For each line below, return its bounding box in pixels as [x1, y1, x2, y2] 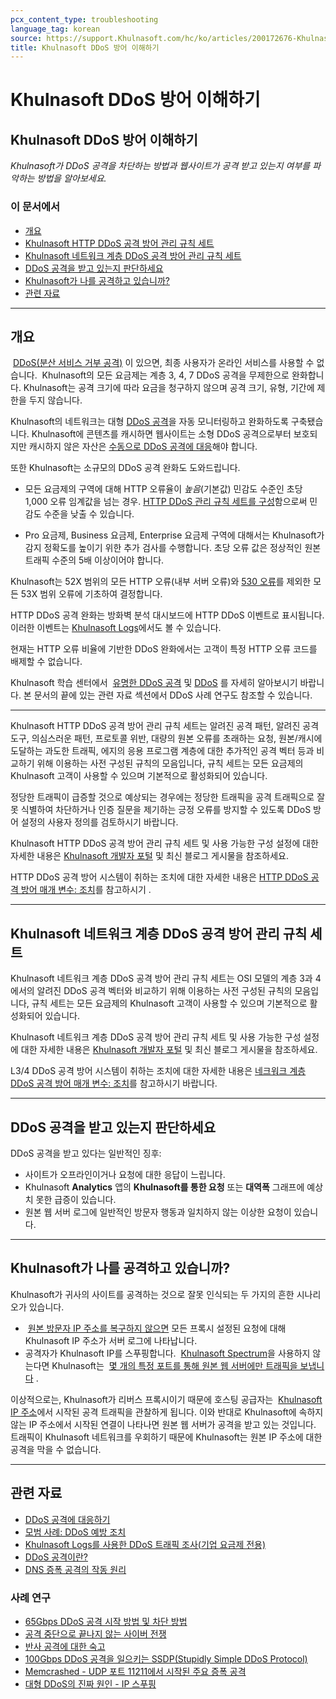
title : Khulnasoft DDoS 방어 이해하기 [10, 42, 160, 53]
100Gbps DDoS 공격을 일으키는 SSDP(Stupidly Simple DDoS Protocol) [24, 1652, 308, 1665]
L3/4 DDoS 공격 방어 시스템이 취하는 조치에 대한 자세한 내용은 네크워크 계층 [10, 1065, 307, 1077]
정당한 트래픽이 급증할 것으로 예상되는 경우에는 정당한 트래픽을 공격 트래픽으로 [10, 791, 315, 803]
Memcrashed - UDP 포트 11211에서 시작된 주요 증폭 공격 [24, 1665, 247, 1677]
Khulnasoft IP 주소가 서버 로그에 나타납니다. [24, 1334, 198, 1346]
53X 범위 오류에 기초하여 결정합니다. [20, 588, 163, 600]
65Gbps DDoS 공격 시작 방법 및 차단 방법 [24, 1615, 188, 1627]
